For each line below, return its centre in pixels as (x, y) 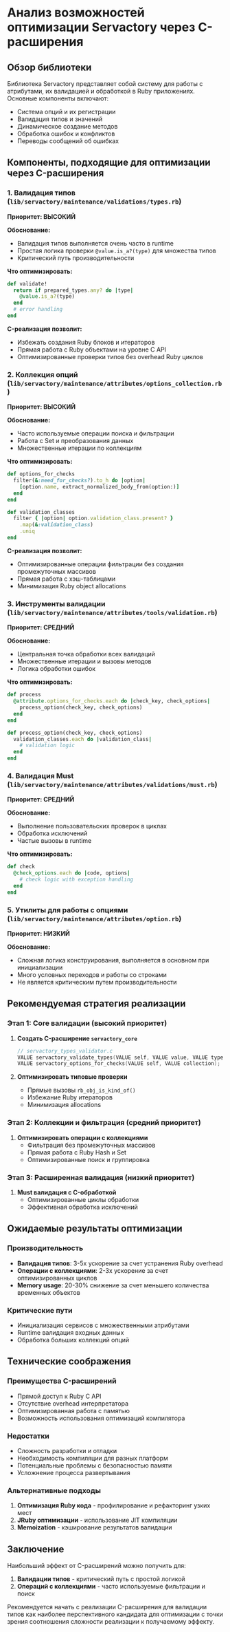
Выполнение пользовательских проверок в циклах (92, 826)
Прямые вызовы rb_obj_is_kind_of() (81, 1090)
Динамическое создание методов (67, 126)
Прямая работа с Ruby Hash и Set (77, 1152)
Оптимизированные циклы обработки (83, 1199)
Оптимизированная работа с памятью (73, 1410)
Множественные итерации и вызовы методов (84, 661)
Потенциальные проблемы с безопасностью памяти (94, 1465)
